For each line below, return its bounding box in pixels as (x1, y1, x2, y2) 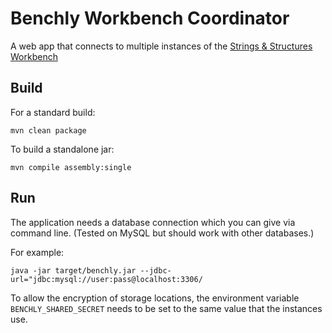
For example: (10, 246, 65, 258)
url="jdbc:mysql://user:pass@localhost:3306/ (10, 274, 203, 284)
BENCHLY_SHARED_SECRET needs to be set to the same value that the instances (10, 302, 323, 314)
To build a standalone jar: (10, 143, 115, 155)
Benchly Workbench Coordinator (10, 7, 290, 30)
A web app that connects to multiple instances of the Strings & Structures (10, 40, 313, 52)
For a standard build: (10, 106, 96, 118)
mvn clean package (10, 125, 87, 136)
